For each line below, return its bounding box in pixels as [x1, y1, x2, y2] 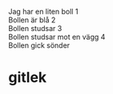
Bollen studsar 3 [8, 24, 63, 33]
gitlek [8, 69, 47, 87]
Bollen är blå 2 [8, 15, 56, 25]
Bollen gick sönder [8, 41, 71, 50]
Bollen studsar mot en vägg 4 [8, 32, 106, 41]
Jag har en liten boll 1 [8, 7, 79, 16]
